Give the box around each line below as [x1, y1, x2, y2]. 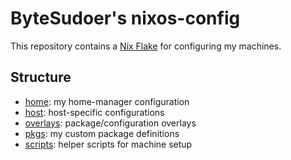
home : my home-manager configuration [24, 95, 190, 107]
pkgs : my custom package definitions [24, 127, 180, 139]
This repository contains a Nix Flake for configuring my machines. [10, 40, 282, 52]
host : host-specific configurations [24, 106, 165, 118]
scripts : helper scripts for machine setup [24, 138, 193, 150]
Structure [10, 69, 72, 86]
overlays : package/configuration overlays [24, 117, 197, 129]
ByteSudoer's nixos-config [10, 7, 241, 30]
